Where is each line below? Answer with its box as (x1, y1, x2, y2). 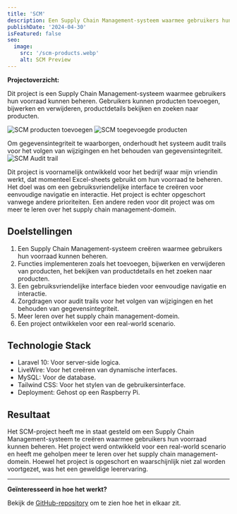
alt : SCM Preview (20, 56, 71, 63)
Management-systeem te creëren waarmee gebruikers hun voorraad (7, 435, 207, 443)
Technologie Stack (7, 339, 92, 351)
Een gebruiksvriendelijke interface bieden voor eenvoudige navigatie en (17, 281, 227, 290)
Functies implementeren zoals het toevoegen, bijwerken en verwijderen (17, 259, 226, 268)
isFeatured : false (7, 30, 61, 37)
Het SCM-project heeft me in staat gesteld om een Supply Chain (7, 427, 194, 436)
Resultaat (7, 408, 51, 420)
